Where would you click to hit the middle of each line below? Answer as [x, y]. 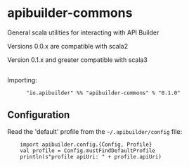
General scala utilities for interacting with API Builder [83, 32]
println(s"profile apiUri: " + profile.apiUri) [91, 157]
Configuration [39, 115]
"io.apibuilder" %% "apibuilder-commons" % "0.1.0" [103, 93]
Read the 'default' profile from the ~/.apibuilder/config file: [95, 132]
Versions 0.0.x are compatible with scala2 [68, 46]
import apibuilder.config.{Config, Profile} [86, 145]
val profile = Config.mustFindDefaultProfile [88, 151]
